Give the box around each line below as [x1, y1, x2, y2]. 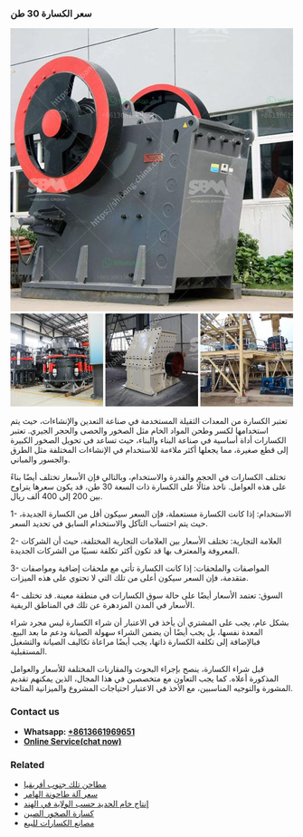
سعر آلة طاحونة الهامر [23, 788, 99, 799]
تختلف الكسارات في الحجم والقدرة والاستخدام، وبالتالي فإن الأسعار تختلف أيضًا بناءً [10, 472, 287, 483]
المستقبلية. [10, 646, 48, 657]
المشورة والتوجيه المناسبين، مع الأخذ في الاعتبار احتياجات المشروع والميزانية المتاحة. [10, 683, 293, 694]
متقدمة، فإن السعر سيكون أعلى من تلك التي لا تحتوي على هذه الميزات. [10, 572, 249, 583]
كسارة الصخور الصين [23, 807, 94, 818]
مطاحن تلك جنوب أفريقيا [23, 778, 107, 790]
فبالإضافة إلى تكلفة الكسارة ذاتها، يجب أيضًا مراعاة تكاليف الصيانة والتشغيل [10, 637, 260, 648]
